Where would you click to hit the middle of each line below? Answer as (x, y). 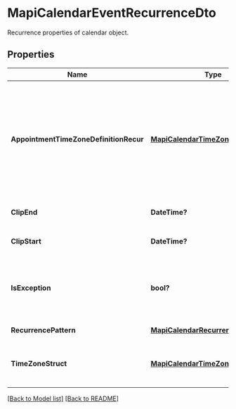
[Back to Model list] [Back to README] (63, 398)
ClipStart (26, 241)
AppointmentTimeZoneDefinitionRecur (77, 139)
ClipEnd (24, 212)
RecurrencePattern (43, 330)
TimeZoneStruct (39, 363)
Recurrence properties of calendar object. (68, 32)
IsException (31, 288)
